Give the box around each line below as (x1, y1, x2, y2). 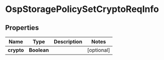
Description (53, 38, 83, 45)
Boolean (29, 46, 49, 53)
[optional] (87, 46, 110, 53)
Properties (5, 23, 39, 32)
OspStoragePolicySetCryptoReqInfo (5, 3, 159, 15)
